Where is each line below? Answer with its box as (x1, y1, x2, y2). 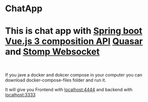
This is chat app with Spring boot (5, 25, 143, 37)
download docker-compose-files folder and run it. (5, 77, 107, 83)
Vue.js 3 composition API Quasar (5, 36, 143, 47)
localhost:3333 (5, 92, 36, 98)
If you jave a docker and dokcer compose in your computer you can (5, 72, 143, 78)
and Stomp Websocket (5, 46, 100, 57)
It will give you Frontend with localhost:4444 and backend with (5, 87, 133, 93)
